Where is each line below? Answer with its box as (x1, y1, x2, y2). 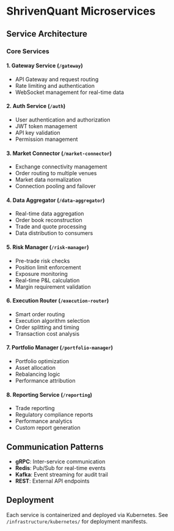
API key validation (15, 129, 60, 136)
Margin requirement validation (15, 283, 91, 291)
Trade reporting (15, 405, 55, 412)
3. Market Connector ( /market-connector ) (6, 150, 112, 157)
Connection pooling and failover (15, 182, 96, 190)
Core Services (6, 47, 50, 56)
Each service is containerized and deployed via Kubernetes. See (6, 511, 169, 518)
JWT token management (15, 122, 78, 129)
